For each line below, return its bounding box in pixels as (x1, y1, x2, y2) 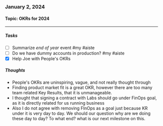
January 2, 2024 (5, 3, 45, 10)
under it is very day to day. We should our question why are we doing (12, 110, 151, 116)
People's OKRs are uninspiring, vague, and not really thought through (12, 79, 151, 86)
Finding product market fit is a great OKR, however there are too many (12, 85, 153, 90)
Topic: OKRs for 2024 (5, 16, 50, 21)
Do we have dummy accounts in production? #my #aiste (12, 50, 125, 56)
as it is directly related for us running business (12, 100, 105, 106)
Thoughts (5, 67, 25, 73)
